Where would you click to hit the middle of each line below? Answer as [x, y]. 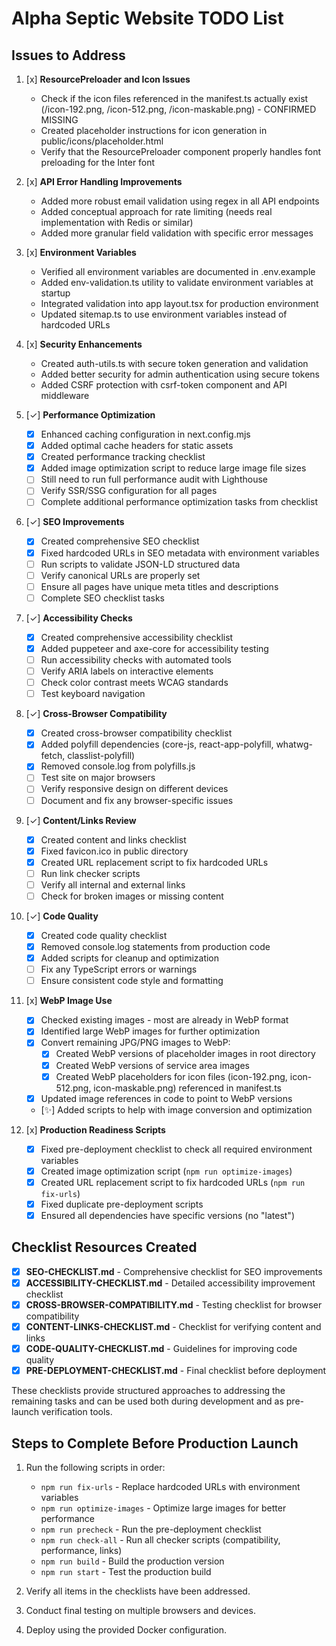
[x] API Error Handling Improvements [104, 181]
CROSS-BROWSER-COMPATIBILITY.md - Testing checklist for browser [174, 1304]
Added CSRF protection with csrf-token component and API [164, 385]
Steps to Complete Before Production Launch [155, 1443]
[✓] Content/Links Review [81, 820]
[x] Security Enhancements [84, 344]
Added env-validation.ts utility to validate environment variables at [177, 282]
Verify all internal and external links [113, 884]
